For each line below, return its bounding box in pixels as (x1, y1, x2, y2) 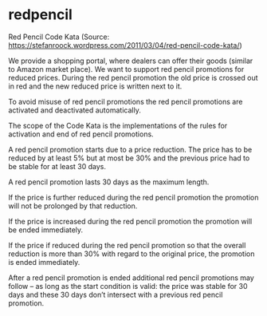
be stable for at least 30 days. (8, 161, 106, 171)
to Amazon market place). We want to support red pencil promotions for (8, 64, 245, 73)
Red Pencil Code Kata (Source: (8, 32, 110, 41)
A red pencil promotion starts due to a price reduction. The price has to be (8, 144, 253, 154)
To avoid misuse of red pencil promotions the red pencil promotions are (8, 97, 243, 106)
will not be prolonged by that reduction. (8, 201, 138, 211)
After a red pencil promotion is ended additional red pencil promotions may (8, 273, 255, 282)
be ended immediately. (8, 225, 84, 235)
